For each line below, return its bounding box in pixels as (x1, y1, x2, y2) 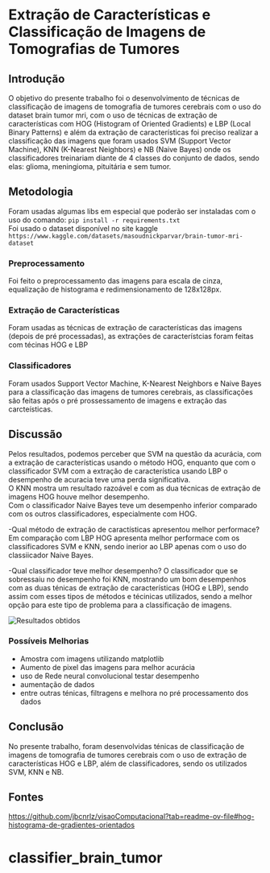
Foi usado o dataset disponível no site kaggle (8, 223, 159, 233)
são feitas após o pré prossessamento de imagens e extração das (8, 395, 227, 405)
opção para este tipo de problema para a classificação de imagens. (8, 600, 232, 610)
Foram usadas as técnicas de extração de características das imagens (8, 323, 243, 333)
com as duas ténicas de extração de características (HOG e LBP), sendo (8, 582, 249, 593)
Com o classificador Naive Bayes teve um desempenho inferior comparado (8, 500, 258, 510)
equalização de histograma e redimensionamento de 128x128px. (8, 284, 222, 295)
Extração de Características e (8, 6, 211, 24)
